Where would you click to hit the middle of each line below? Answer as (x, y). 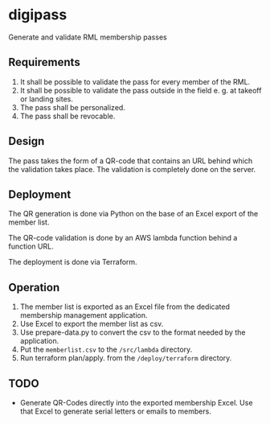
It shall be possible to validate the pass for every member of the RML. (135, 81)
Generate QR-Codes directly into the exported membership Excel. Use (136, 403)
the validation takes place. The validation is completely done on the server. (132, 169)
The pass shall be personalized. (73, 107)
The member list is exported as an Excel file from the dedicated (125, 307)
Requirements (44, 62)
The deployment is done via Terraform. (73, 262)
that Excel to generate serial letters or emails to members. (115, 411)
